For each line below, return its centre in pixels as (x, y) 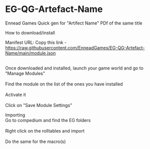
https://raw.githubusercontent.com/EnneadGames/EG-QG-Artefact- (75, 47)
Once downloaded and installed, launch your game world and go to (74, 68)
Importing (15, 115)
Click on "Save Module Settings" (39, 105)
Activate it (15, 94)
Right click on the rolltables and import (45, 130)
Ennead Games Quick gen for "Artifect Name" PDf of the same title (74, 23)
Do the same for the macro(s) (35, 141)
